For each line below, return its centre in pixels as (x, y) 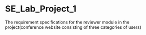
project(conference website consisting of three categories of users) (73, 27)
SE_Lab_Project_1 (41, 9)
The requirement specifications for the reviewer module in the (67, 22)
